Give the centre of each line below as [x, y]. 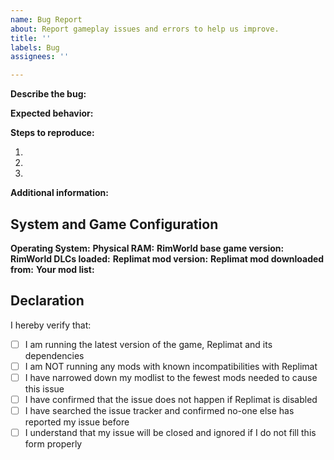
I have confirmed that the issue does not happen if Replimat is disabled [171, 399]
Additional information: [60, 193]
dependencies [54, 355]
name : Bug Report [46, 19]
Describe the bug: [48, 94]
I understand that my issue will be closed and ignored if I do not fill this [170, 433]
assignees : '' [40, 57]
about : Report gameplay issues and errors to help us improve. [145, 29]
